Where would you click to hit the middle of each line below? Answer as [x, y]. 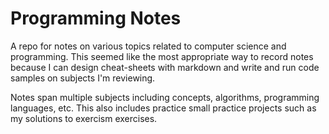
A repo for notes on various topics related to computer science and [148, 46]
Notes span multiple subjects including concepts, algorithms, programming [165, 97]
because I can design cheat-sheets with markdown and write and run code [165, 67]
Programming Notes [96, 18]
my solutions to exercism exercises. [84, 118]
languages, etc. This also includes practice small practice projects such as [163, 108]
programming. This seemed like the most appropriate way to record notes [162, 56]
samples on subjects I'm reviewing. [83, 78]
